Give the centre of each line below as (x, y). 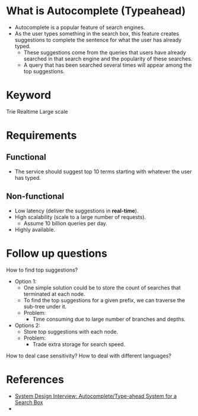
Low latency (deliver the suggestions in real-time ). (76, 211)
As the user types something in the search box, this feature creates (97, 33)
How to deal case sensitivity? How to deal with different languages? (89, 356)
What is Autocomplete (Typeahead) (96, 11)
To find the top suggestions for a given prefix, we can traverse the (104, 300)
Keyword (29, 95)
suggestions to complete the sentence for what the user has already (98, 40)
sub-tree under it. (45, 307)
